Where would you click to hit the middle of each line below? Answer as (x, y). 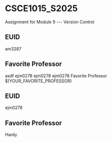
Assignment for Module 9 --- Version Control (50, 22)
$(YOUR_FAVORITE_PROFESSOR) (38, 81)
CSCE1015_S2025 (42, 8)
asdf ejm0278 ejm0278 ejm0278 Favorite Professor (56, 76)
